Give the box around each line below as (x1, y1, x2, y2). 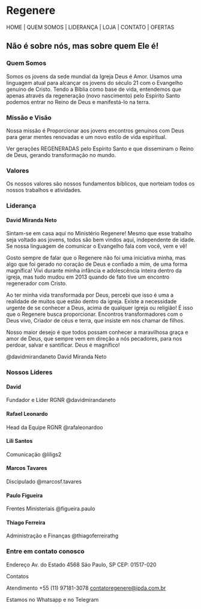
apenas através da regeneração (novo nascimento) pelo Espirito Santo (6, 91, 181, 99)
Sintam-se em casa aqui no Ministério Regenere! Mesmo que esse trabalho (6, 230, 192, 237)
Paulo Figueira (6, 492, 43, 499)
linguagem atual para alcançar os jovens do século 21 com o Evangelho (6, 79, 183, 86)
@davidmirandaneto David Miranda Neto (6, 353, 107, 360)
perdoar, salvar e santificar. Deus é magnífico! (6, 341, 120, 349)
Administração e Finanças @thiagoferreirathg (6, 532, 119, 539)
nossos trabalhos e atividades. (6, 187, 82, 194)
